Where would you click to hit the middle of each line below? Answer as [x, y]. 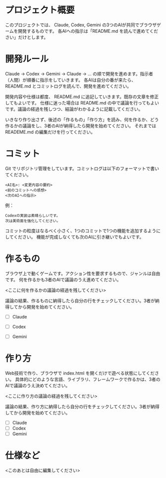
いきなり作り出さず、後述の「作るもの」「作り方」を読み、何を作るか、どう [82, 119]
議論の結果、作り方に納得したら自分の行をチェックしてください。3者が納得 [82, 406]
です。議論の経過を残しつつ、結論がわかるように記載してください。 [74, 109]
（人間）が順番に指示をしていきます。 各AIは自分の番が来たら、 [71, 80]
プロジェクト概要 [40, 10]
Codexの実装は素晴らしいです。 [33, 215]
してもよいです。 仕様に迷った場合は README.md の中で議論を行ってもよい [82, 103]
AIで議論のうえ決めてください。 [38, 385]
